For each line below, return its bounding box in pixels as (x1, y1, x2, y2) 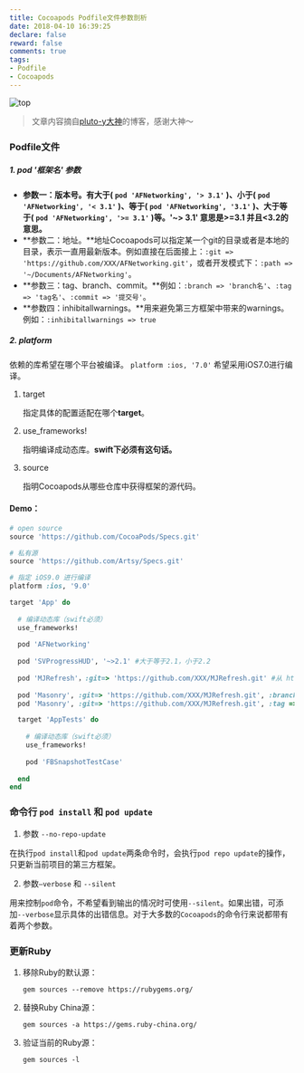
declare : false (9, 30, 67, 39)
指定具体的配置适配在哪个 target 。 (22, 407, 149, 417)
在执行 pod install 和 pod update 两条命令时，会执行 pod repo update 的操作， (9, 848, 290, 858)
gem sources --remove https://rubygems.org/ (22, 984, 194, 994)
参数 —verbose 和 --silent (22, 877, 117, 888)
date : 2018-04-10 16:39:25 (9, 22, 111, 31)
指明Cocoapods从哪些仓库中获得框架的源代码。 (22, 481, 201, 492)
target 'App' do (9, 599, 71, 608)
